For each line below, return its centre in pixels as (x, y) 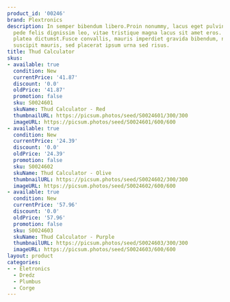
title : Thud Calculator (41, 52)
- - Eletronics (29, 268)
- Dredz (24, 275)
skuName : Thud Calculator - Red (60, 109)
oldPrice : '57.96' (40, 218)
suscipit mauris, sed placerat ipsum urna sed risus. (91, 45)
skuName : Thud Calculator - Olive (62, 173)
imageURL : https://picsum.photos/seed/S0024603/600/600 (94, 250)
